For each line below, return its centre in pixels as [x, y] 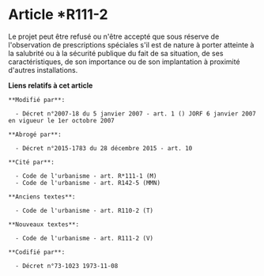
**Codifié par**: [37, 252]
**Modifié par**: [37, 100]
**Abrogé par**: [35, 134]
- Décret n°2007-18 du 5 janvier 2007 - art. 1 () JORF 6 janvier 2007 [136, 113]
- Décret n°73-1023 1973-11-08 [67, 266]
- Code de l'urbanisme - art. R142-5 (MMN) [88, 183]
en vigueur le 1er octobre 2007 [61, 120]
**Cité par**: [32, 162]
